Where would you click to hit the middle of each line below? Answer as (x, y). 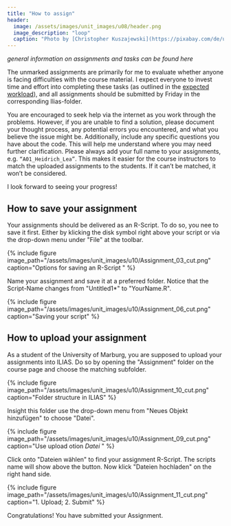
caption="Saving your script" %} (53, 316)
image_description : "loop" (52, 33)
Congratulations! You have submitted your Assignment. (85, 515)
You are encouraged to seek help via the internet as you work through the (112, 115)
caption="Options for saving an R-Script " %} (71, 267)
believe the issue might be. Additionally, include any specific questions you (113, 137)
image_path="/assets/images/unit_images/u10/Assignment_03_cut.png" (109, 260)
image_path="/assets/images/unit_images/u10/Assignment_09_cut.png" (109, 438)
